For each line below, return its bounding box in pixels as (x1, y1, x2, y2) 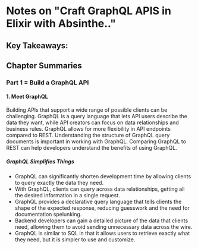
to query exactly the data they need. (14, 179, 104, 187)
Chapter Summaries (6, 61, 82, 71)
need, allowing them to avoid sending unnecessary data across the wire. (14, 223, 193, 231)
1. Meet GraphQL (6, 93, 49, 100)
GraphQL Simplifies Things (6, 157, 74, 165)
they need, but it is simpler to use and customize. (14, 236, 136, 243)
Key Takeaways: (6, 40, 68, 51)
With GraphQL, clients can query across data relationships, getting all (14, 185, 185, 193)
